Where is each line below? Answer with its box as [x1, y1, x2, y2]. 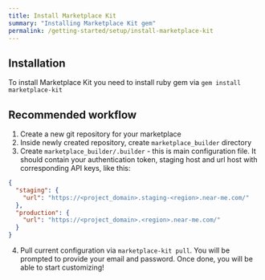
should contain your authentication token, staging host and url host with [19, 155, 259, 164]
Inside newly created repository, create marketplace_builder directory [19, 138, 252, 147]
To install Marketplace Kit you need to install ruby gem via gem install [8, 78, 241, 87]
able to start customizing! [19, 262, 104, 272]
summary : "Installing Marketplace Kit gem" [8, 19, 157, 27]
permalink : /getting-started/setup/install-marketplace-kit [8, 26, 214, 34]
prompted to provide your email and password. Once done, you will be [19, 254, 253, 263]
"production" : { [15, 209, 70, 217]
